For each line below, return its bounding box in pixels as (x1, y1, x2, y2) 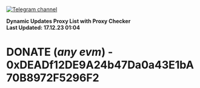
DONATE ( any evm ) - (6, 46, 113, 59)
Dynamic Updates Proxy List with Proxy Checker (6, 18, 131, 24)
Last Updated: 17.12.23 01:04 (6, 24, 81, 31)
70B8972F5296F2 (6, 71, 99, 85)
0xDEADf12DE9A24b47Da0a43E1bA (6, 58, 194, 72)
